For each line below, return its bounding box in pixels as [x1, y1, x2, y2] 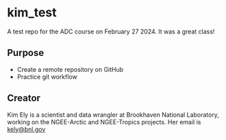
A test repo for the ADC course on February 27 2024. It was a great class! [7, 27, 215, 36]
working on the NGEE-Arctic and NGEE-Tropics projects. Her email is [7, 117, 201, 126]
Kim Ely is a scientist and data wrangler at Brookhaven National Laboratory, [7, 111, 219, 119]
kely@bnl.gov [7, 125, 46, 133]
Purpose [7, 47, 45, 59]
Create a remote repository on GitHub [16, 65, 124, 73]
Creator [7, 92, 41, 104]
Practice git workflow [16, 72, 77, 81]
